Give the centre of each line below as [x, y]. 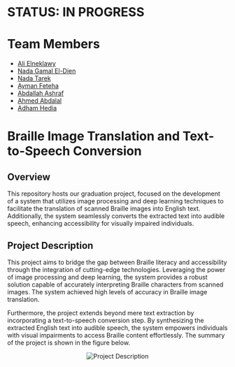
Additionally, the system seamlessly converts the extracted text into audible [116, 216]
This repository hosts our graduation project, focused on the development [114, 194]
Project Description [50, 245]
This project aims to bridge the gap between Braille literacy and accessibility [117, 262]
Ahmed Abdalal [39, 101]
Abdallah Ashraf [41, 93]
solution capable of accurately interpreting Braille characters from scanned [115, 285]
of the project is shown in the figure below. [69, 343]
